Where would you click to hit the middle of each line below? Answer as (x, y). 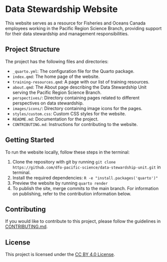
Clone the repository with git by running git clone (64, 161)
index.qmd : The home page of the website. (56, 76)
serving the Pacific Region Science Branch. (57, 92)
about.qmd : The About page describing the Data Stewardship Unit (79, 87)
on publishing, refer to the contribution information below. (72, 193)
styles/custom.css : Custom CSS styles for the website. (69, 113)
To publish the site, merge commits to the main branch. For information (85, 188)
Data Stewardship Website (61, 9)
